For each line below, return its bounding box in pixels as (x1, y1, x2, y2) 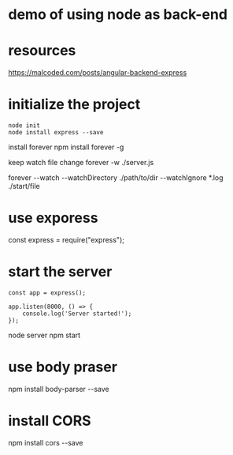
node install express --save (8, 129, 104, 137)
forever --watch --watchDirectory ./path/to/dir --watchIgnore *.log (8, 173, 224, 182)
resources (8, 42, 76, 60)
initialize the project (8, 96, 141, 114)
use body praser (8, 358, 118, 376)
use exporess (8, 209, 98, 227)
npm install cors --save (8, 438, 83, 447)
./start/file (8, 182, 41, 191)
